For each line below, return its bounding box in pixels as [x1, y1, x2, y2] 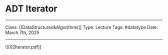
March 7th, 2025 [5, 29, 39, 35]
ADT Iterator [5, 3, 57, 14]
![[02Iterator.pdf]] [5, 43, 41, 50]
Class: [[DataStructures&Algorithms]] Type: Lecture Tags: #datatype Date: [5, 24, 158, 30]
